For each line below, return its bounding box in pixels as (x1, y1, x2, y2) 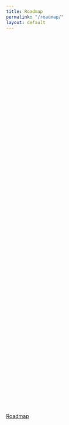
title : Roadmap (6, 8, 43, 15)
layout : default (6, 19, 46, 25)
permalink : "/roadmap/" (6, 14, 64, 20)
